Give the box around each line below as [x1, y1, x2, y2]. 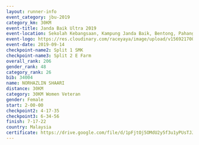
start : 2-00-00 [6, 102, 44, 108]
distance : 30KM [6, 86, 44, 92]
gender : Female [6, 96, 44, 102]
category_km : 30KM [6, 20, 52, 25]
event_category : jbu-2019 [6, 14, 70, 20]
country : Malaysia [6, 124, 52, 130]
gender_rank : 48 [6, 63, 46, 70]
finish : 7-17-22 [6, 119, 46, 125]
